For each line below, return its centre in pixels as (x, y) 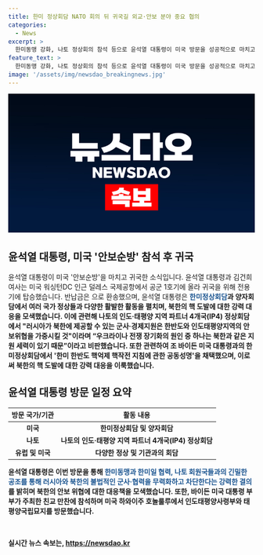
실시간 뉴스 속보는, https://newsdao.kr (69, 542)
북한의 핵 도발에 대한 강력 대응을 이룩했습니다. (85, 366)
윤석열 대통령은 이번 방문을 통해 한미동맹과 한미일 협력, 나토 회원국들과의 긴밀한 (128, 472)
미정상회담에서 (31, 356)
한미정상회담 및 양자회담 (137, 428)
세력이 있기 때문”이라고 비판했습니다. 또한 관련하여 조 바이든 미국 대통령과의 (130, 346)
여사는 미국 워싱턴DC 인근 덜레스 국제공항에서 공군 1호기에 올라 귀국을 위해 (122, 287)
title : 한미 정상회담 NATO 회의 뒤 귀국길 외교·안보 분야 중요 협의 (104, 16)
